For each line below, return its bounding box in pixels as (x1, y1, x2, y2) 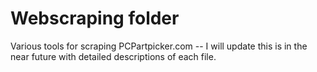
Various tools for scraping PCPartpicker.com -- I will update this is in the (10, 40, 308, 52)
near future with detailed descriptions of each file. (10, 50, 217, 62)
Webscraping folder (10, 7, 180, 30)
